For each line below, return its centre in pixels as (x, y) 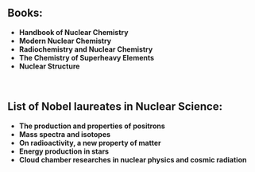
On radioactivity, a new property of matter (90, 143)
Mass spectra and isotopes (65, 134)
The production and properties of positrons (92, 126)
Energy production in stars (64, 151)
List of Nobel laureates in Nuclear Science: (115, 107)
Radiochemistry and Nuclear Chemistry (86, 49)
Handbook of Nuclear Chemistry (73, 32)
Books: (25, 13)
